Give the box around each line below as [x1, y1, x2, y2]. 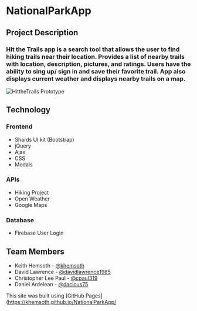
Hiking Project [14, 189, 49, 196]
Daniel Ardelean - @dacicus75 [14, 280, 89, 287]
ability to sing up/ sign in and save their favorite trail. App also [6, 67, 186, 75]
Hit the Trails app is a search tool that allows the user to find [6, 45, 180, 53]
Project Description [6, 28, 79, 38]
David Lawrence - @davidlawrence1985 [14, 268, 111, 275]
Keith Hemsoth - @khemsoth [14, 262, 85, 269]
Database [6, 216, 34, 224]
